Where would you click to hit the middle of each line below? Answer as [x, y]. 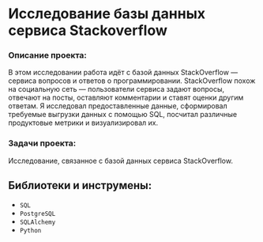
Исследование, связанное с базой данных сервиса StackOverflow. [120, 161]
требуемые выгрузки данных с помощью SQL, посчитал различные [123, 115]
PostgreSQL [38, 214]
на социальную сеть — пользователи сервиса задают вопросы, [116, 89]
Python [30, 230]
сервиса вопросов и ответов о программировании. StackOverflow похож [132, 81]
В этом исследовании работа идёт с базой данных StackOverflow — [123, 73]
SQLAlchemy [38, 222]
